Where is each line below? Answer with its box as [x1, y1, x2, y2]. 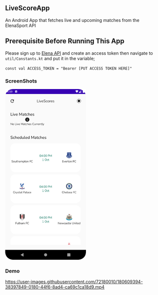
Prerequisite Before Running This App [5, 37, 125, 45]
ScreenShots [5, 77, 37, 84]
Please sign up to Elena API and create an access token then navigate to [5, 50, 153, 56]
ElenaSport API [5, 22, 36, 28]
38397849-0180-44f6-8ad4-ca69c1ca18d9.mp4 [5, 284, 105, 290]
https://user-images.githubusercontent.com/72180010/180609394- [5, 279, 143, 285]
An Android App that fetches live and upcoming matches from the [5, 17, 140, 23]
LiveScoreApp [5, 4, 50, 12]
